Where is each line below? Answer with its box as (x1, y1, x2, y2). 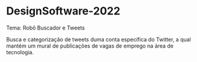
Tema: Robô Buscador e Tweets (6, 24, 85, 31)
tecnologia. (6, 48, 34, 55)
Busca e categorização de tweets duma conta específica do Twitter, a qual (6, 36, 191, 43)
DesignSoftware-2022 (6, 4, 121, 18)
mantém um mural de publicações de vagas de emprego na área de (6, 42, 174, 49)
